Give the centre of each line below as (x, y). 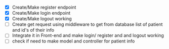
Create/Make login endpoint (41, 13)
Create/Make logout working (42, 19)
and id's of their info (33, 30)
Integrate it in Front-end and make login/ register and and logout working (88, 35)
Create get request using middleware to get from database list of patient (87, 24)
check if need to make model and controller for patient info (73, 41)
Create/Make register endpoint (44, 7)
